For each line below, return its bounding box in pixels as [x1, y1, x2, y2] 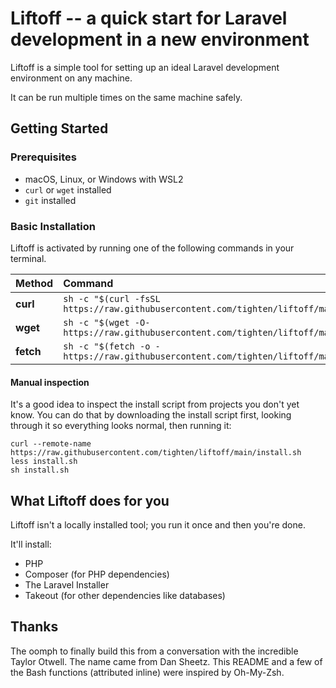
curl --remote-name [10, 439, 92, 449]
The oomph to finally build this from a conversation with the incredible [10, 645, 299, 657]
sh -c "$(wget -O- [63, 317, 151, 328]
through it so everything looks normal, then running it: [10, 420, 232, 432]
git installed [24, 194, 77, 206]
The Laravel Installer [24, 578, 110, 591]
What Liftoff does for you [10, 492, 170, 509]
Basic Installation [10, 219, 96, 233]
